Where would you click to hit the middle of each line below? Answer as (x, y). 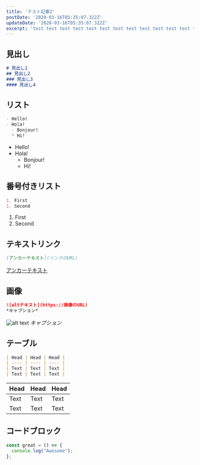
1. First (17, 201)
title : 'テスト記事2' (31, 12)
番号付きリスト (34, 187)
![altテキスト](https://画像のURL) (47, 305)
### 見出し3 (20, 79)
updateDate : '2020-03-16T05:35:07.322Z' (57, 23)
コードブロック (34, 431)
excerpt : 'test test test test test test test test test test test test (98, 28)
